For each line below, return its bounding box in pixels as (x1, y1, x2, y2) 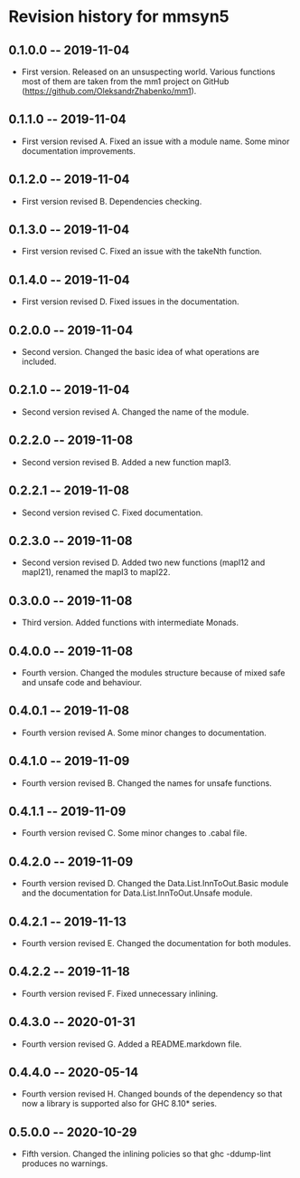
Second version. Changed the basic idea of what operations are (21, 347, 259, 358)
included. (21, 356, 57, 368)
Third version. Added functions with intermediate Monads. (21, 618, 239, 628)
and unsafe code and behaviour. (21, 676, 142, 687)
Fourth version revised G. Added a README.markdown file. (21, 1039, 242, 1049)
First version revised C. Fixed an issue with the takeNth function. (21, 246, 263, 257)
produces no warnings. (21, 1158, 108, 1169)
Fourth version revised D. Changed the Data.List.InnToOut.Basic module (21, 878, 289, 889)
